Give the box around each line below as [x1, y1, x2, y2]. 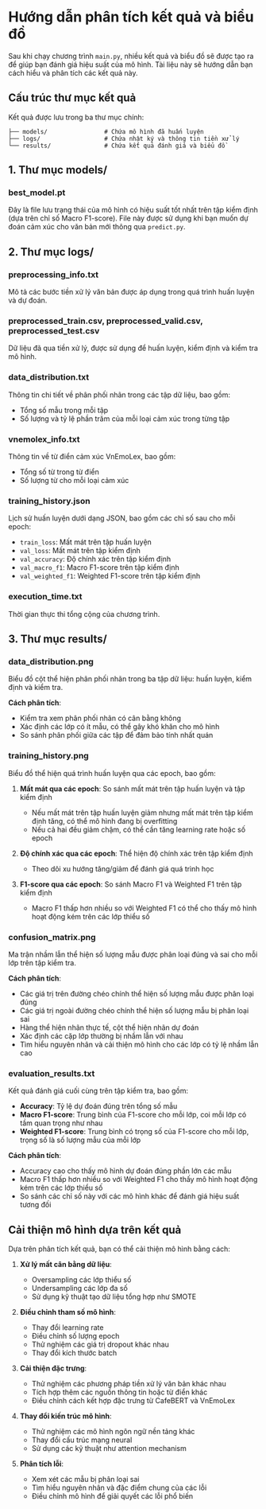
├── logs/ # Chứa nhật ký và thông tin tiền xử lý [8, 135, 240, 142]
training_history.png [8, 751, 89, 762]
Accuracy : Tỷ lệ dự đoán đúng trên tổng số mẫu [19, 1102, 178, 1111]
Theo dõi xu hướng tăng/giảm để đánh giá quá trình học [31, 864, 214, 873]
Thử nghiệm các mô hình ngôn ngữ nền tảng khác [31, 1427, 195, 1436]
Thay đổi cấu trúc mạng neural [31, 1435, 133, 1445]
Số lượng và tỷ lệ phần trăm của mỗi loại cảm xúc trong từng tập [19, 414, 230, 423]
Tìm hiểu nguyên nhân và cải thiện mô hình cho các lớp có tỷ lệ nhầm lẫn [19, 1039, 259, 1049]
